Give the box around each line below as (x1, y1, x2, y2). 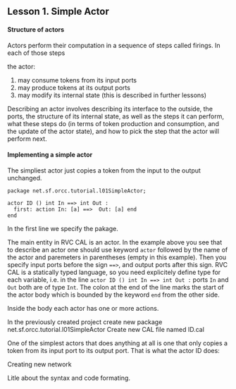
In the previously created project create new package (7, 317, 163, 326)
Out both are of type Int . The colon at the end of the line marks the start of (7, 283, 224, 291)
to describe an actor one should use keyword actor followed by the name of (7, 245, 228, 254)
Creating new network (7, 359, 72, 369)
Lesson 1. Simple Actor (7, 6, 109, 18)
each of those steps (7, 49, 66, 57)
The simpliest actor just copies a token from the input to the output (7, 166, 201, 175)
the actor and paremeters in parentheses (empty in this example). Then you (7, 253, 227, 261)
